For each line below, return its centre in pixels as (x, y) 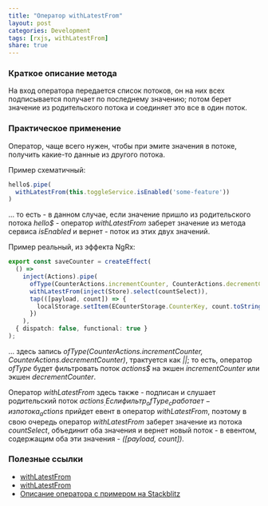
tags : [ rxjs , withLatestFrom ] (59, 38)
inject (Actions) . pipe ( (60, 277)
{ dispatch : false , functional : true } (82, 329)
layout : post (30, 23)
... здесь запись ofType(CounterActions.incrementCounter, (106, 351)
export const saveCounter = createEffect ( (80, 262)
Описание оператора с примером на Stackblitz (100, 493)
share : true (28, 46)
